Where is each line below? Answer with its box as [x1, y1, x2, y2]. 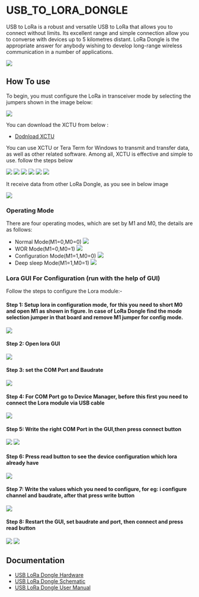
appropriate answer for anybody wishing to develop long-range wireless [6, 42, 182, 49]
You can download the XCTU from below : [6, 121, 109, 128]
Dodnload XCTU [14, 133, 55, 140]
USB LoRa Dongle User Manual [14, 584, 91, 591]
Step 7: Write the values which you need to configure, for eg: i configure [6, 486, 187, 493]
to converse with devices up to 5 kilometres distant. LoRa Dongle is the [6, 36, 179, 43]
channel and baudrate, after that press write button [6, 492, 135, 499]
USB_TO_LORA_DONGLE [6, 4, 129, 17]
